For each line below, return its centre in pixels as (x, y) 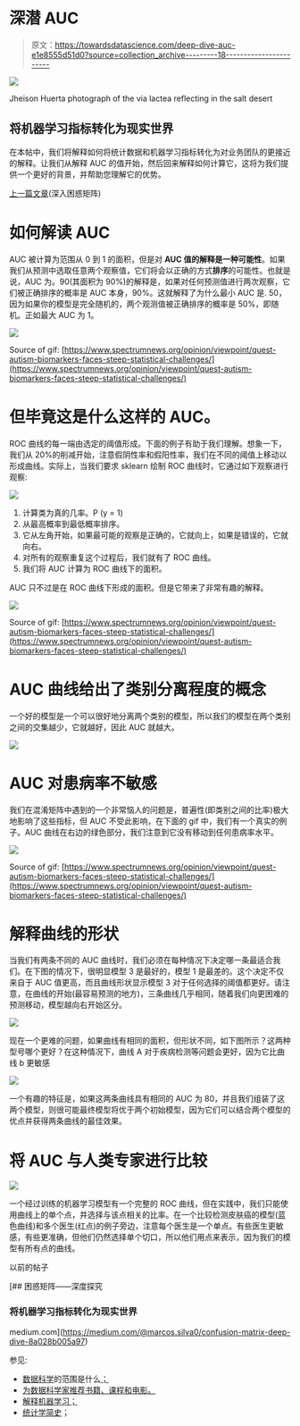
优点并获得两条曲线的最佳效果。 (68, 1121)
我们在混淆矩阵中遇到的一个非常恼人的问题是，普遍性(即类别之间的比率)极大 (149, 809)
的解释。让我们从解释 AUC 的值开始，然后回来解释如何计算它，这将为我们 (145, 163)
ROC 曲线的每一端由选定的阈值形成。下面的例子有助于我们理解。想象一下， (148, 443)
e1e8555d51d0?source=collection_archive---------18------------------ (161, 55)
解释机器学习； (50, 1401)
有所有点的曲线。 (48, 1248)
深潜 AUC (44, 18)
